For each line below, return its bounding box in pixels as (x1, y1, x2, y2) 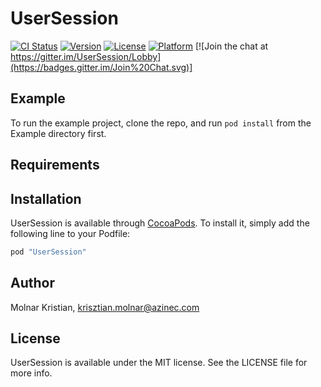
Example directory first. (10, 127, 107, 139)
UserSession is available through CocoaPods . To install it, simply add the (10, 217, 310, 229)
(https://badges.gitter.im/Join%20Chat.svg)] (10, 61, 193, 73)
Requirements (10, 157, 100, 174)
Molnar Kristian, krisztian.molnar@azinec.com (10, 301, 200, 313)
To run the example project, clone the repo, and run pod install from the (10, 117, 312, 129)
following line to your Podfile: (10, 227, 131, 239)
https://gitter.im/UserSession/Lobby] (10, 50, 162, 62)
